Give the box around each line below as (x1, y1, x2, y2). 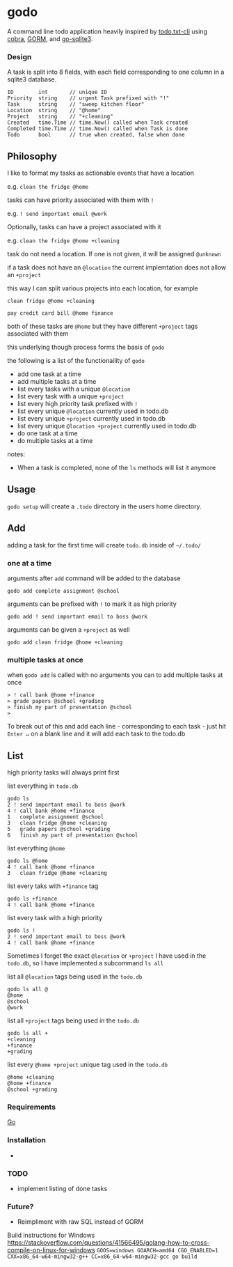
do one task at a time (17, 429, 78, 437)
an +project (7, 271, 42, 279)
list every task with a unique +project (17, 392, 124, 401)
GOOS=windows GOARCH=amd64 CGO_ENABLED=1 (96, 1247, 218, 1254)
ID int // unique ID (7, 88, 108, 96)
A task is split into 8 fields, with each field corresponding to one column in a (7, 68, 225, 77)
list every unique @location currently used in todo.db (17, 407, 169, 415)
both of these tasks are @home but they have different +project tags (7, 322, 198, 331)
